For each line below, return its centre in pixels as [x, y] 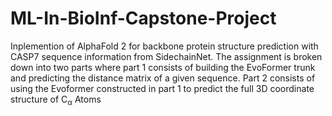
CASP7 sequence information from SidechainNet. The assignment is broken [166, 56]
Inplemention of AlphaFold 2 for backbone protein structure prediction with [164, 46]
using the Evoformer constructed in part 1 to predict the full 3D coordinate [162, 88]
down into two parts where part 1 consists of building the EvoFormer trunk [163, 67]
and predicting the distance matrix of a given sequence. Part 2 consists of [163, 78]
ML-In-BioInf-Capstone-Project [143, 18]
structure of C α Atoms [56, 100]
